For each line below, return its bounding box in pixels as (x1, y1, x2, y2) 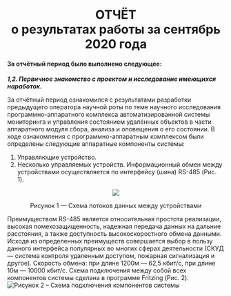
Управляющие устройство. (17, 153, 97, 162)
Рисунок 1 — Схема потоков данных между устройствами (30, 201, 202, 210)
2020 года (85, 37, 147, 52)
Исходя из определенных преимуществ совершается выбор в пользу (7, 237, 213, 246)
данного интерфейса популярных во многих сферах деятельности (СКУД (7, 244, 224, 252)
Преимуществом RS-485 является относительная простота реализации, (7, 215, 222, 223)
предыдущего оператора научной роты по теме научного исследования (7, 103, 221, 111)
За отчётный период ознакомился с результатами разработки (7, 95, 192, 104)
